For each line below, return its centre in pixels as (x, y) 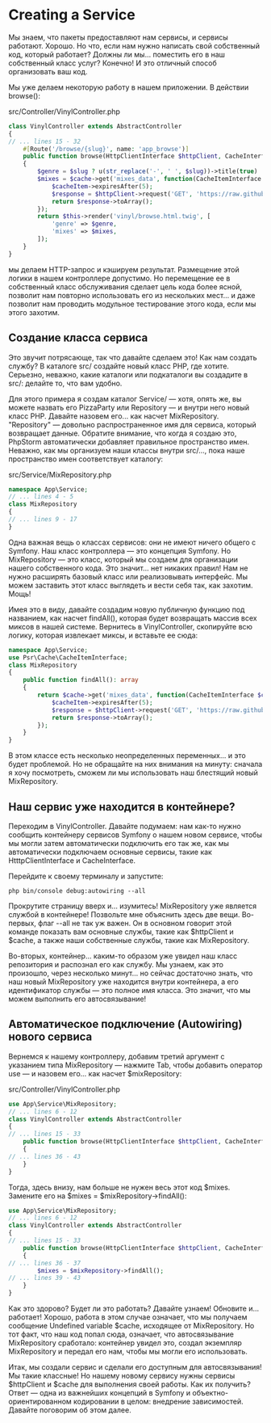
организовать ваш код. (48, 71)
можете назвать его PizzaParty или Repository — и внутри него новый (129, 407)
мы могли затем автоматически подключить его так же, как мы (119, 843)
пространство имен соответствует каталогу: (86, 459)
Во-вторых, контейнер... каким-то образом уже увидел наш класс (123, 956)
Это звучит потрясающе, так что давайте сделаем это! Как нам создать (133, 357)
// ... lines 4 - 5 (41, 497)
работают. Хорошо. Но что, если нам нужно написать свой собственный (134, 45)
